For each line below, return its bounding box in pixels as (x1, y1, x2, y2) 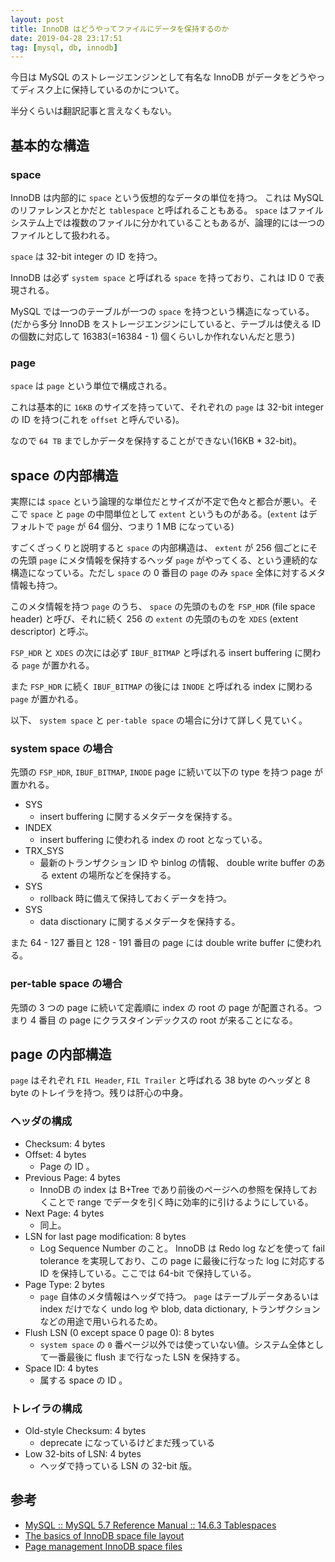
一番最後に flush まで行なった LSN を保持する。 (48, 1351, 246, 1363)
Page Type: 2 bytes (24, 1278, 105, 1290)
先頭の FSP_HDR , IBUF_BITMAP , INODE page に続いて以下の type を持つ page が (10, 766, 323, 778)
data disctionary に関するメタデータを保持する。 (39, 916, 241, 928)
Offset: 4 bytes (24, 1148, 87, 1160)
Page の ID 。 (39, 1160, 95, 1172)
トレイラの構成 (10, 1401, 83, 1415)
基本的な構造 (10, 137, 90, 154)
